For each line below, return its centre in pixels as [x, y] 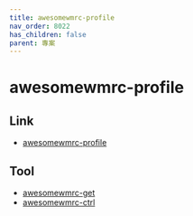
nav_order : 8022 [40, 26]
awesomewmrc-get [59, 193]
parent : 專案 [32, 43]
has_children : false [48, 34]
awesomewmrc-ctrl [59, 202]
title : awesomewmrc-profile [62, 18]
